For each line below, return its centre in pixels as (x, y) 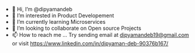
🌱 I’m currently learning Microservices (59, 22)
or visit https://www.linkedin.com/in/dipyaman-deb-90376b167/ (90, 43)
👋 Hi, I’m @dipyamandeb (42, 9)
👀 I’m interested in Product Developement (63, 15)
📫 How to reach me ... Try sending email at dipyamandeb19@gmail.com (100, 35)
